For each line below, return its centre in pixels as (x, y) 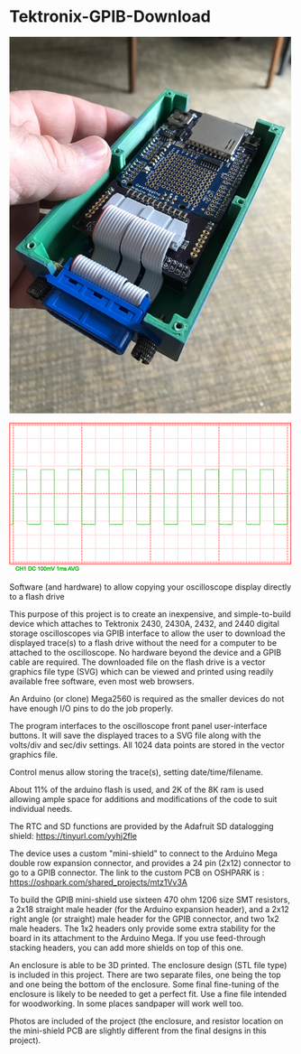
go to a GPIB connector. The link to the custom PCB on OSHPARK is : (137, 872)
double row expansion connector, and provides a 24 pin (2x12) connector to (150, 863)
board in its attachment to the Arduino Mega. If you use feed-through (137, 937)
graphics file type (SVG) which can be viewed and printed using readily (141, 671)
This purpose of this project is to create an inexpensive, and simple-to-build (150, 614)
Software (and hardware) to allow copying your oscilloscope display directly (150, 587)
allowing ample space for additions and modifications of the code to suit (143, 799)
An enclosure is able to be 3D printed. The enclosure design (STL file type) (148, 965)
